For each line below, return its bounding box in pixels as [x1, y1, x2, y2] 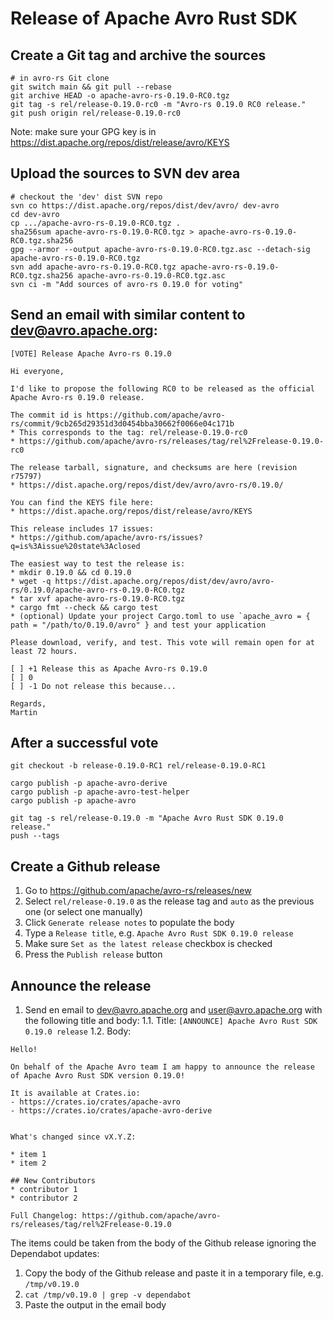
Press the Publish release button [24, 948, 163, 961]
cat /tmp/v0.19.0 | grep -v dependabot [24, 1290, 192, 1301]
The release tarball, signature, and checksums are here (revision [10, 462, 298, 472]
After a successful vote [10, 735, 159, 752]
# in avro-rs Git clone [10, 73, 110, 83]
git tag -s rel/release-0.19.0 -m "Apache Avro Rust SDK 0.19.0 [10, 813, 284, 824]
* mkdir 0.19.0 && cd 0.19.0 [10, 567, 132, 577]
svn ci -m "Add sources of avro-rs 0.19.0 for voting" [10, 279, 244, 289]
